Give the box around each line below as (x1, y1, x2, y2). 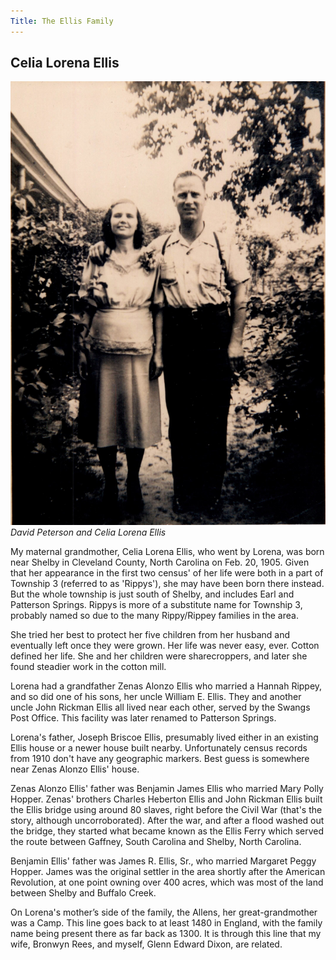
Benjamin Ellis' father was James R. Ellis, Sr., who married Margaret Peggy (10, 855, 317, 867)
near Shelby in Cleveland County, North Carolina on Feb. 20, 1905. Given (10, 556, 310, 569)
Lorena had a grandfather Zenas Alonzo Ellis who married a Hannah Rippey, (10, 680, 323, 692)
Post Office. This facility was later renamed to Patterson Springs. (10, 712, 277, 724)
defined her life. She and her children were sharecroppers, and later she (10, 650, 308, 662)
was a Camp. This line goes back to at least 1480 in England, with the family (10, 917, 323, 929)
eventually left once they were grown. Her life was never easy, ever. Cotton (10, 640, 320, 652)
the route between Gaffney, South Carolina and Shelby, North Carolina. (10, 836, 302, 848)
